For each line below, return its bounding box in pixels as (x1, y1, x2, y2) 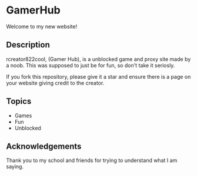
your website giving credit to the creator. (6, 79, 105, 86)
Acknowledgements (6, 141, 82, 151)
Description (6, 40, 50, 50)
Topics (6, 96, 32, 106)
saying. (6, 163, 24, 170)
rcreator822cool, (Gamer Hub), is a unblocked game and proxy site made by (6, 55, 191, 62)
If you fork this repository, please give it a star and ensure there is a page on (6, 73, 191, 80)
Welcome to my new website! (6, 23, 78, 30)
